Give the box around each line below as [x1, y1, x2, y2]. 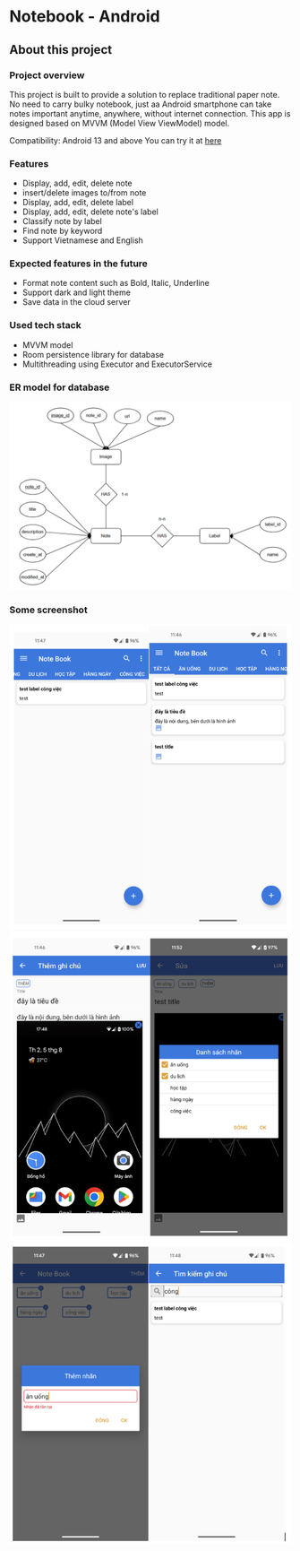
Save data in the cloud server [21, 297, 132, 308]
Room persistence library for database [21, 349, 164, 360]
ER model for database [9, 381, 110, 394]
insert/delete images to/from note [21, 187, 147, 198]
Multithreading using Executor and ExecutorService [21, 359, 213, 369]
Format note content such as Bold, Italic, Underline [21, 278, 210, 289]
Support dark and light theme [21, 287, 132, 298]
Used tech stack [9, 319, 82, 332]
